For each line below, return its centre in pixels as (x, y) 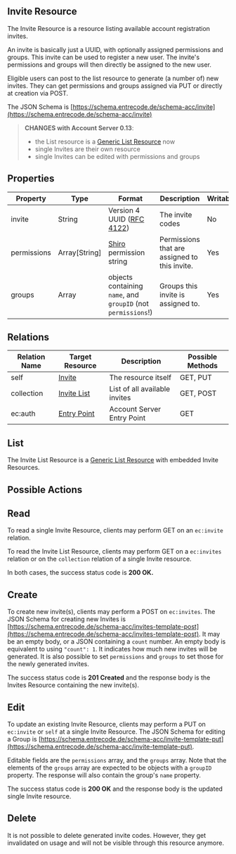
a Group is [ (24, 739)
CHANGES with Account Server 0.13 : (79, 128)
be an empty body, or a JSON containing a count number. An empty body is (117, 642)
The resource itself (140, 378)
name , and (123, 295)
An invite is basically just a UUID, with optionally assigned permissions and (115, 49)
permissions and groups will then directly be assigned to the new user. (110, 64)
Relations (28, 337)
